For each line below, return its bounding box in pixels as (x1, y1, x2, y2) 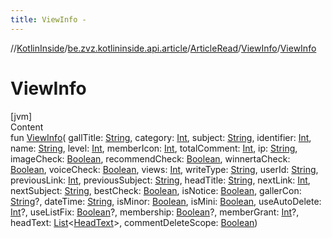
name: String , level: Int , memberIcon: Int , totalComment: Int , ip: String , (10, 142, 298, 154)
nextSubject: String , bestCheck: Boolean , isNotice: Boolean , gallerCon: (10, 184, 302, 196)
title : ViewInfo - (10, 14, 87, 25)
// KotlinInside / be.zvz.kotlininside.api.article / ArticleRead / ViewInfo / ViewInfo (10, 42, 317, 54)
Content (10, 121, 44, 133)
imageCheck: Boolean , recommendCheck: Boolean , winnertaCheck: (10, 152, 291, 165)
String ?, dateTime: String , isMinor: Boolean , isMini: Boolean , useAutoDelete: (10, 195, 322, 207)
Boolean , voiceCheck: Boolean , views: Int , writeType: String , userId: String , (10, 163, 319, 175)
